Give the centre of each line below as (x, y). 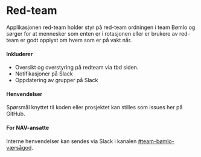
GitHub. (16, 114)
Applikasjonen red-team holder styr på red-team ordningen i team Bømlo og (101, 27)
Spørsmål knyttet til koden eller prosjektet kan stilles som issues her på (94, 107)
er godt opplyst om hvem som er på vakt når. (76, 40)
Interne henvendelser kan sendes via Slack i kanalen (72, 141)
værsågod (19, 147)
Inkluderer (20, 54)
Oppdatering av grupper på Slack (56, 80)
